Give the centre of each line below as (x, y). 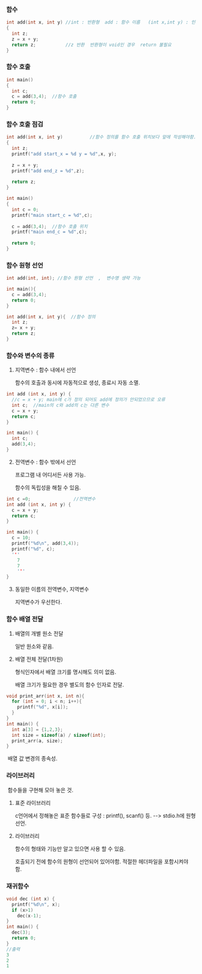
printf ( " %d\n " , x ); (36, 904)
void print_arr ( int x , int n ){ (45, 696)
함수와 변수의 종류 (31, 355)
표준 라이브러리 (33, 802)
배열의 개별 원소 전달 (39, 633)
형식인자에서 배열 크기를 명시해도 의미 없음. (66, 672)
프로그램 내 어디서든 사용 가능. (50, 474)
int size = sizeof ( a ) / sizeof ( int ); (59, 735)
